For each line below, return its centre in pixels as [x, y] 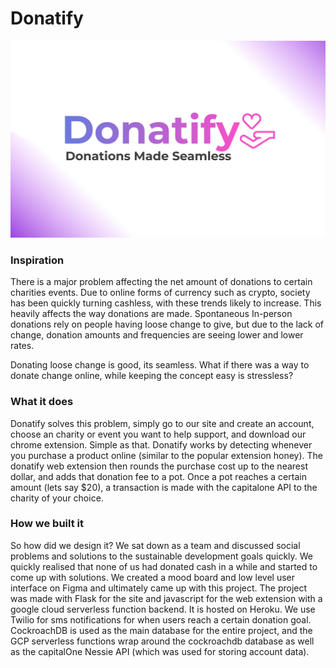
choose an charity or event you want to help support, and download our [158, 434]
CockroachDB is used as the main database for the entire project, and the [161, 630]
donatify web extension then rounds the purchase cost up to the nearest [159, 466]
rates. [22, 346]
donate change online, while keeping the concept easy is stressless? [152, 376]
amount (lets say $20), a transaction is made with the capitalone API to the [164, 487]
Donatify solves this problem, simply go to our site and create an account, [162, 423]
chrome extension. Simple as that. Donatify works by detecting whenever [161, 444]
